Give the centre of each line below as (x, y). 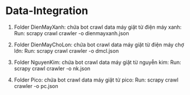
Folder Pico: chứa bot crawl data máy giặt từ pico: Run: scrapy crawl (96, 80)
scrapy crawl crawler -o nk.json (52, 68)
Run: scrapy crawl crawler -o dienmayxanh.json (71, 33)
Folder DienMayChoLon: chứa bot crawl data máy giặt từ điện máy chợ (99, 45)
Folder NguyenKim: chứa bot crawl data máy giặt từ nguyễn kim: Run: (98, 62)
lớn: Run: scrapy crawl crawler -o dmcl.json (66, 50)
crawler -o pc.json (36, 86)
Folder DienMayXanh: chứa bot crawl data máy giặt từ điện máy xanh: (98, 27)
